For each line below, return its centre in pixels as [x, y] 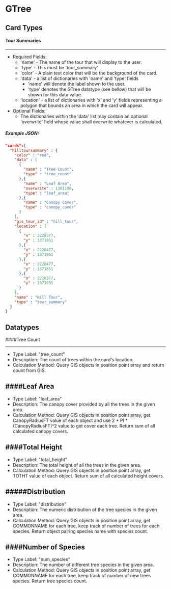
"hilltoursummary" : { [34, 150]
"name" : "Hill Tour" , [38, 297]
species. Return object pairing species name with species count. [80, 531]
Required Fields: [30, 57]
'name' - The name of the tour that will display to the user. [81, 62]
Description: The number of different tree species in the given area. [83, 565]
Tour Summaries [23, 41]
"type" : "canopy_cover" [50, 207]
